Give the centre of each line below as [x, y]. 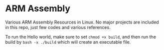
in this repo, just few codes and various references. [58, 27]
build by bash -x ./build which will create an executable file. [68, 42]
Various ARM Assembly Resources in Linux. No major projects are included [82, 22]
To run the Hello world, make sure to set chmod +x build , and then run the [81, 37]
